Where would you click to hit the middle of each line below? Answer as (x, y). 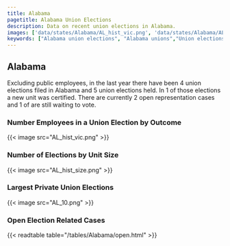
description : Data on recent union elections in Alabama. (91, 26)
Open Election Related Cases (56, 220)
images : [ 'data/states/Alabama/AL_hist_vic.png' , (79, 32)
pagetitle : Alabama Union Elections (59, 20)
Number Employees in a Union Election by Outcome (94, 122)
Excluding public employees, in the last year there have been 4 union (104, 83)
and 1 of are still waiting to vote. (52, 105)
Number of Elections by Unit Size (63, 155)
